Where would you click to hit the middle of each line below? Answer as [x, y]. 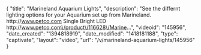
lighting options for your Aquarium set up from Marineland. [79, 15]
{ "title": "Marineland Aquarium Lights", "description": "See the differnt [93, 9]
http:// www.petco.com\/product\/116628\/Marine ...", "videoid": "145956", [96, 27]
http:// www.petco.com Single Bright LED [56, 21]
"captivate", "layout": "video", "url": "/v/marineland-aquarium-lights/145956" [101, 40]
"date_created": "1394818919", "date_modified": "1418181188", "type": [92, 34]
